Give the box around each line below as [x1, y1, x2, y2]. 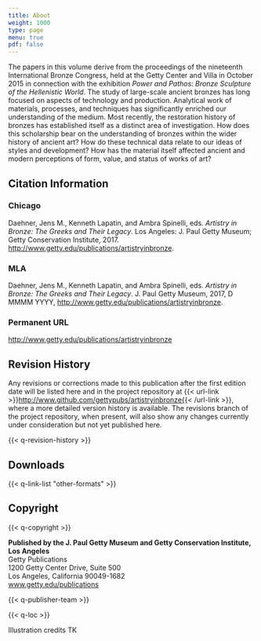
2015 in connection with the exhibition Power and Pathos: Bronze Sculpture [8, 79, 252, 89]
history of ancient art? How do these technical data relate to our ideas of [8, 137, 242, 147]
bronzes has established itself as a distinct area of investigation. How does [8, 121, 250, 130]
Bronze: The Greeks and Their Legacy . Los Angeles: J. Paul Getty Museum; [8, 226, 252, 236]
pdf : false [8, 41, 44, 49]
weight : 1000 [8, 19, 51, 27]
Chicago [8, 200, 42, 211]
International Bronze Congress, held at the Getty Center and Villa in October [8, 71, 253, 80]
